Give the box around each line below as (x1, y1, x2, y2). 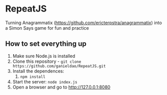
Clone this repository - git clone (12, 58, 81, 64)
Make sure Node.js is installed (12, 53, 75, 59)
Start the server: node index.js (12, 78, 77, 84)
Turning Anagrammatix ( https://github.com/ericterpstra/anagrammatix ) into (5, 20, 162, 26)
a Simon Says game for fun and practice (5, 25, 90, 31)
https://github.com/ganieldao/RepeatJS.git (12, 63, 106, 68)
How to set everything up (5, 40, 87, 48)
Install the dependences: (12, 68, 64, 74)
